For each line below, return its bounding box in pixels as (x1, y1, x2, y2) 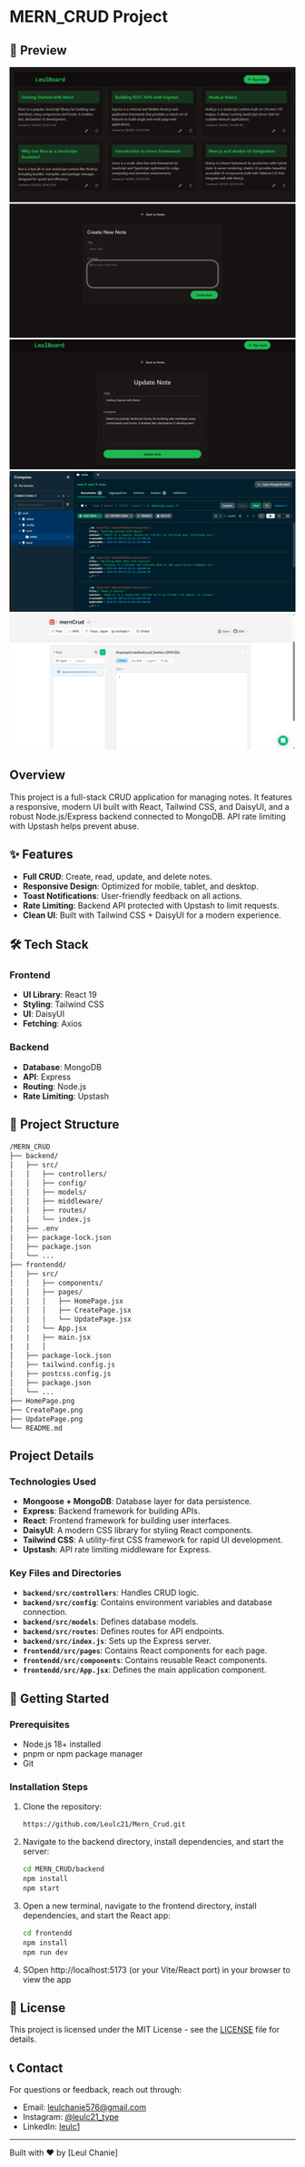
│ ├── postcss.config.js (9, 1369, 112, 1378)
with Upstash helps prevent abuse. (9, 820, 140, 832)
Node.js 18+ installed (22, 1739, 102, 1749)
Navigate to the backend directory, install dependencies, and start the (22, 1837, 284, 1847)
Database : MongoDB (22, 1061, 103, 1072)
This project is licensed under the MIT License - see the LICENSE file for (9, 2024, 280, 2035)
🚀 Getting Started (9, 1690, 110, 1706)
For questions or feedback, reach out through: (9, 2084, 182, 2095)
